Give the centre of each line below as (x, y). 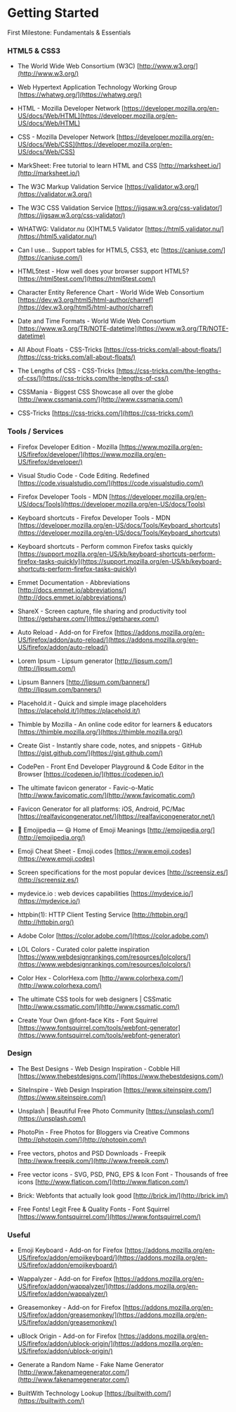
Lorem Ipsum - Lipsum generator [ (67, 661)
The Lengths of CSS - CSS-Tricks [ (68, 371)
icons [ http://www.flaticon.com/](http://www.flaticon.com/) (103, 1182)
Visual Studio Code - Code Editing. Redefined (83, 475)
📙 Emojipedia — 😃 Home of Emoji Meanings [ (83, 830)
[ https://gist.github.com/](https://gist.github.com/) (90, 753)
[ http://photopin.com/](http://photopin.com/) (82, 1139)
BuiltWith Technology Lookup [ (62, 1394)
